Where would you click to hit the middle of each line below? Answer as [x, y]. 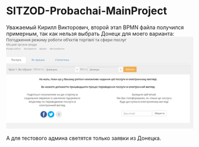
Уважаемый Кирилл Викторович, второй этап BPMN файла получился [95, 27]
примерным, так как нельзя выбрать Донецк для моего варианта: [90, 33]
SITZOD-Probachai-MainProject [87, 11]
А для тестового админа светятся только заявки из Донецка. [84, 138]
